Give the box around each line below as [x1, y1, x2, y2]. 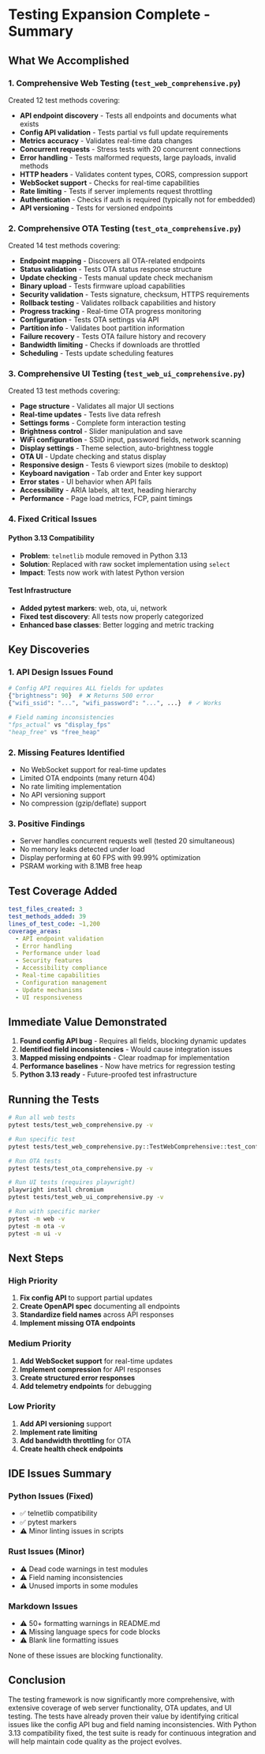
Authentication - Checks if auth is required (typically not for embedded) [19, 194, 256, 204]
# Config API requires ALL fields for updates [8, 685, 164, 692]
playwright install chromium [8, 1186, 104, 1194]
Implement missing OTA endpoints [19, 1318, 136, 1328]
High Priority [8, 1275, 58, 1286]
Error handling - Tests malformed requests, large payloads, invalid [19, 153, 237, 162]
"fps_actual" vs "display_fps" [8, 721, 111, 729]
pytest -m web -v [8, 1215, 65, 1223]
